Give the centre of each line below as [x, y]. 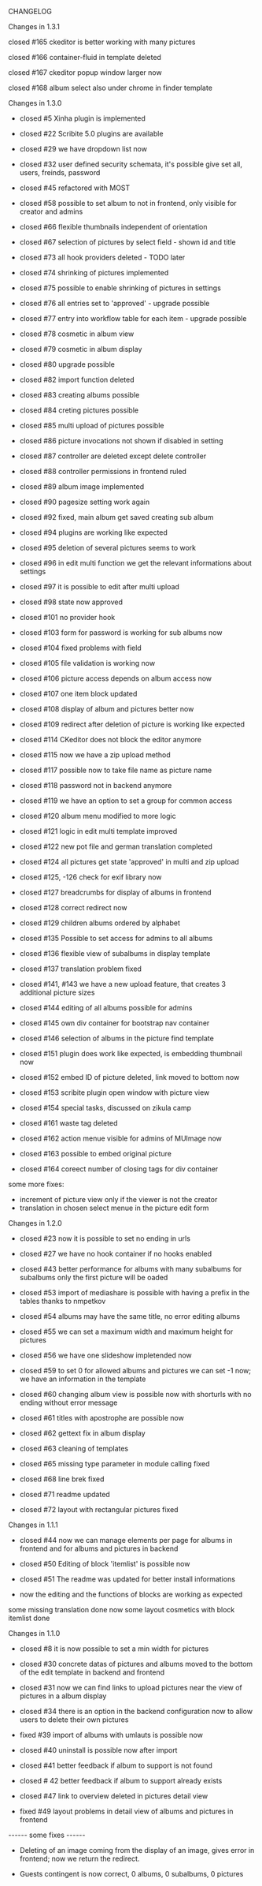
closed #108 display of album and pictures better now [107, 709]
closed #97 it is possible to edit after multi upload [99, 586]
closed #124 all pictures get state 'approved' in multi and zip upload [129, 862]
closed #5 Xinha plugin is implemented [82, 118]
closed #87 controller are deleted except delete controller [113, 456]
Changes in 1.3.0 [35, 103]
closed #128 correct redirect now [73, 908]
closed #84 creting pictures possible [79, 410]
